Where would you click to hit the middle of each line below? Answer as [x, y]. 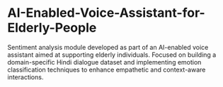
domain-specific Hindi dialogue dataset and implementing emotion [104, 62]
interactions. [25, 77]
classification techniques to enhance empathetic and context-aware [107, 69]
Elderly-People [52, 28]
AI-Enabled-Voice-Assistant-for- [106, 13]
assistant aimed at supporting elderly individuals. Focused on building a [112, 55]
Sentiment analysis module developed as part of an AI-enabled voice [108, 47]
